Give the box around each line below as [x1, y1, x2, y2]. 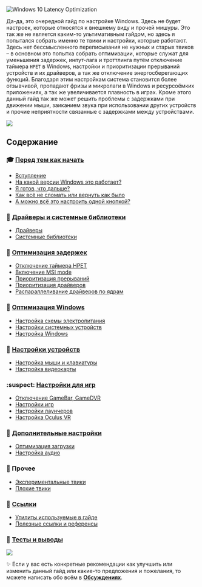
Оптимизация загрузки [15, 443, 75, 450]
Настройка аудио [15, 449, 61, 456]
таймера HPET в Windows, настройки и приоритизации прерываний [6, 63, 180, 70]
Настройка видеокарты [15, 365, 76, 372]
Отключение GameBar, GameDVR [15, 394, 101, 401]
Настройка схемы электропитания [15, 317, 106, 324]
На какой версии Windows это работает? [15, 178, 122, 186]
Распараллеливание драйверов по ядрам [15, 288, 124, 295]
